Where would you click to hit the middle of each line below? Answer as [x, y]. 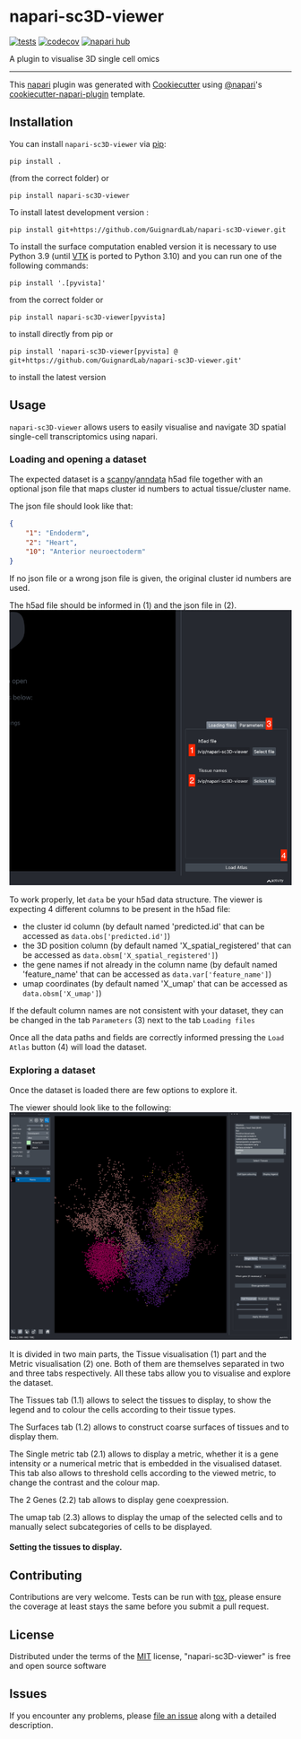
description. [31, 1725]
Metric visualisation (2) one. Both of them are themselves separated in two [147, 1363]
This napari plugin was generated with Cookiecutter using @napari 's [136, 84]
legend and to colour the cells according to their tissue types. [122, 1409]
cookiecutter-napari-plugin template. [77, 94]
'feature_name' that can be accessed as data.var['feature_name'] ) [147, 974]
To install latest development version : [79, 212]
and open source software [58, 1665]
